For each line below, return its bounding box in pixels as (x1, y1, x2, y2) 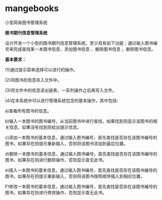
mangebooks (5, 3, 59, 14)
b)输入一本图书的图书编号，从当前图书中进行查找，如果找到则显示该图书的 (5, 118, 153, 124)
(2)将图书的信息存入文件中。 (5, 77, 62, 83)
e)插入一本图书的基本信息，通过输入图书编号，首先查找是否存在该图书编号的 (5, 167, 158, 173)
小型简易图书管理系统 (5, 19, 47, 25)
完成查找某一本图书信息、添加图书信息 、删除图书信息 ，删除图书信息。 (13, 46, 156, 52)
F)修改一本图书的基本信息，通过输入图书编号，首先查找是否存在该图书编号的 (5, 184, 158, 189)
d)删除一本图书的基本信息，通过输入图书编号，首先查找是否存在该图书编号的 (5, 151, 158, 156)
